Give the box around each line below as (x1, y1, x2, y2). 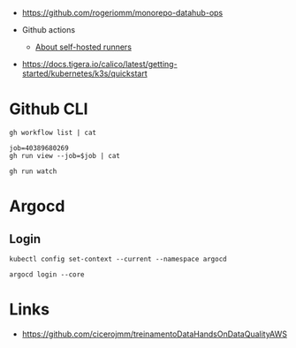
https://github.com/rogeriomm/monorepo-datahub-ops (21, 8, 224, 18)
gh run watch (9, 167, 57, 176)
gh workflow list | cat (9, 128, 97, 137)
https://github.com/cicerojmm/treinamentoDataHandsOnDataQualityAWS (21, 329, 287, 339)
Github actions (21, 25, 76, 34)
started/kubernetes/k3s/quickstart (21, 68, 148, 79)
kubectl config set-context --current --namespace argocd (9, 254, 227, 263)
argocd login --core (9, 269, 86, 279)
